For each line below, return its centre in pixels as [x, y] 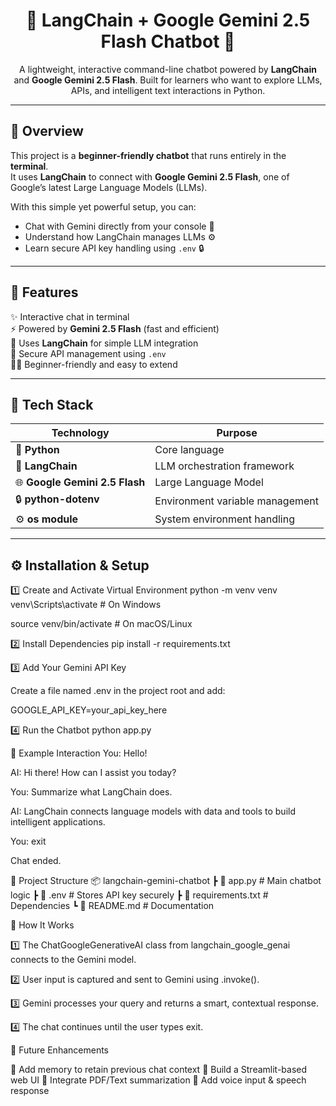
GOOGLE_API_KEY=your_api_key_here [89, 710]
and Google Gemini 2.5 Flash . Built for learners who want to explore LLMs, [168, 80]
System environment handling [224, 519]
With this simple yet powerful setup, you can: [103, 206]
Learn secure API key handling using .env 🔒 [114, 248]
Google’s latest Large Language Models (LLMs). [109, 187]
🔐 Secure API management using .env [88, 353]
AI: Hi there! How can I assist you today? [93, 773]
